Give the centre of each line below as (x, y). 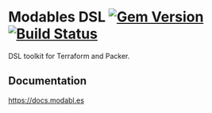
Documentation (48, 81)
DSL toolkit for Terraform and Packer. (69, 56)
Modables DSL (57, 17)
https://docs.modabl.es (46, 100)
